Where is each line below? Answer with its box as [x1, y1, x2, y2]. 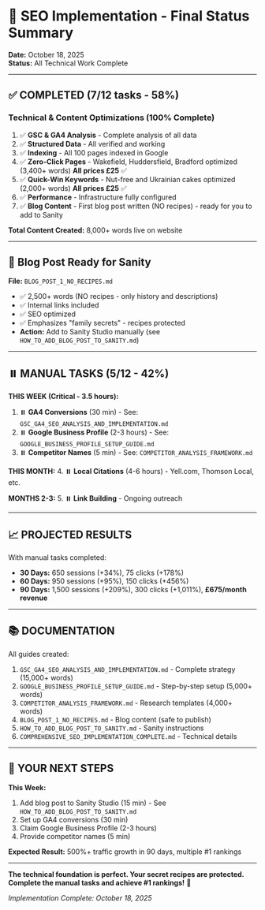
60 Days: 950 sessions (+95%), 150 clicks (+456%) [19, 576, 189, 586]
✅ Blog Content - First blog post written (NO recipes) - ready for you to [19, 201, 252, 211]
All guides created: [8, 649, 69, 658]
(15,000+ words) [19, 673, 73, 682]
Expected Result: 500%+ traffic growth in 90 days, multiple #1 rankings [8, 847, 242, 856]
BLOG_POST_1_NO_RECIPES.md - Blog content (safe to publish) [19, 714, 211, 724]
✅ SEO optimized [19, 309, 77, 319]
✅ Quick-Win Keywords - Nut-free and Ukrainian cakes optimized [19, 174, 236, 184]
